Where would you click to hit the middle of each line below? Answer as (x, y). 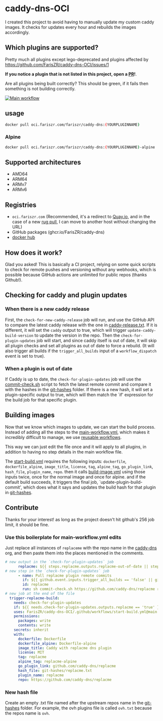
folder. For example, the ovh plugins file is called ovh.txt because (86, 708)
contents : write (34, 626)
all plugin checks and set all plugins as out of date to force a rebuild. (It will (80, 345)
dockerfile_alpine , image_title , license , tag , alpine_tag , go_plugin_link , (79, 466)
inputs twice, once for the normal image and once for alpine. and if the (75, 477)
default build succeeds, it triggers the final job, (52, 482)
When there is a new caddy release (47, 309)
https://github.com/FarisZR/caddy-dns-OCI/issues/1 (57, 64)
